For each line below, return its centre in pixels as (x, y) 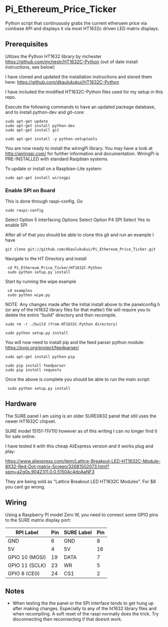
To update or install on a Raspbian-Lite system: (54, 169)
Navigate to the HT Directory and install (46, 259)
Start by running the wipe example (41, 281)
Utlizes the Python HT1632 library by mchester (53, 56)
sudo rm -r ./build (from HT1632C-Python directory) (61, 325)
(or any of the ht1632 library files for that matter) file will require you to (78, 310)
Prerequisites (27, 44)
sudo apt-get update (27, 121)
